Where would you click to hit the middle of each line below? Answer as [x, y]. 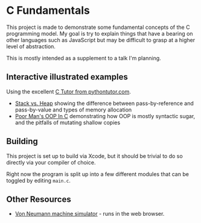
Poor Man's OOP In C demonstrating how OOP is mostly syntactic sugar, [105, 116]
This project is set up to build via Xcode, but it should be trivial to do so [94, 156]
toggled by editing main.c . [39, 180]
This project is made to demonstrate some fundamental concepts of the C [98, 27]
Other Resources [39, 199]
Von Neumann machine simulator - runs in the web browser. [90, 214]
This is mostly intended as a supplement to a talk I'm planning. [84, 58]
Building [22, 141]
